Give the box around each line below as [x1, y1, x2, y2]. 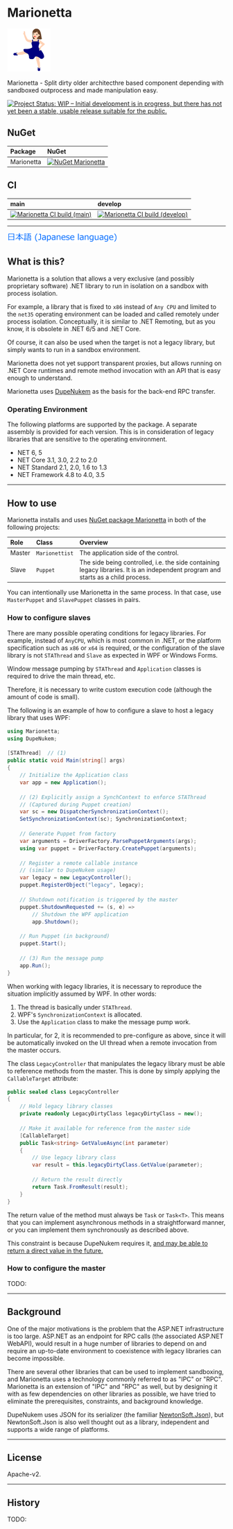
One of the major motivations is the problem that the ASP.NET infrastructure [7, 1324, 224, 1332]
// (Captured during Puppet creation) [19, 801, 132, 808]
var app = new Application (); [19, 779, 107, 786]
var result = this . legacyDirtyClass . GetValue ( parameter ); [32, 1162, 203, 1169]
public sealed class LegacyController [7, 1088, 119, 1095]
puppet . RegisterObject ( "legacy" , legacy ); [19, 882, 144, 889]
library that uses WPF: [7, 713, 71, 721]
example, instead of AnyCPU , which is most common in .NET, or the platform [7, 636, 222, 644]
